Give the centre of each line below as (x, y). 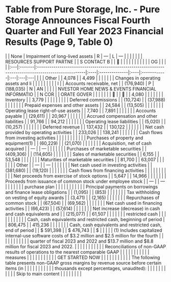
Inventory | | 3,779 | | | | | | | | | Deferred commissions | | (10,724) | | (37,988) (85, 100)
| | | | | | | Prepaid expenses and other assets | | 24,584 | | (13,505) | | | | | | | (84, 105)
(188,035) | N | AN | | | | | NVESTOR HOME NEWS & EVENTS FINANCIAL (81, 89)
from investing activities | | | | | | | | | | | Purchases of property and (74, 138)
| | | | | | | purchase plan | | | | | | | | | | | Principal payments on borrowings (82, 187)
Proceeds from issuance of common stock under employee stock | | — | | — (85, 181)
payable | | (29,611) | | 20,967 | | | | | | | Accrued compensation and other (81, 116)
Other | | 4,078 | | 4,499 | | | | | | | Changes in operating (103, 78)
